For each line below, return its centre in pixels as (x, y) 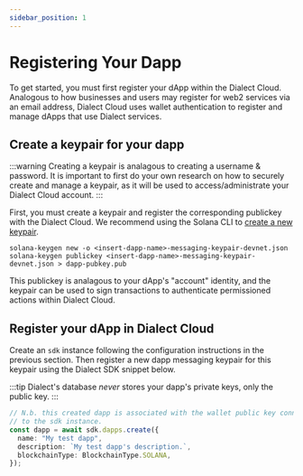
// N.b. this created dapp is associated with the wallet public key (143, 413)
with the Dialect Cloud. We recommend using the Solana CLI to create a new (151, 222)
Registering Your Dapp (96, 62)
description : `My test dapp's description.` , (105, 447)
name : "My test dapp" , (60, 438)
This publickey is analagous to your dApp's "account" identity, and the (140, 281)
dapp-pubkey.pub (96, 264)
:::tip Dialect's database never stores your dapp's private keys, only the (141, 387)
